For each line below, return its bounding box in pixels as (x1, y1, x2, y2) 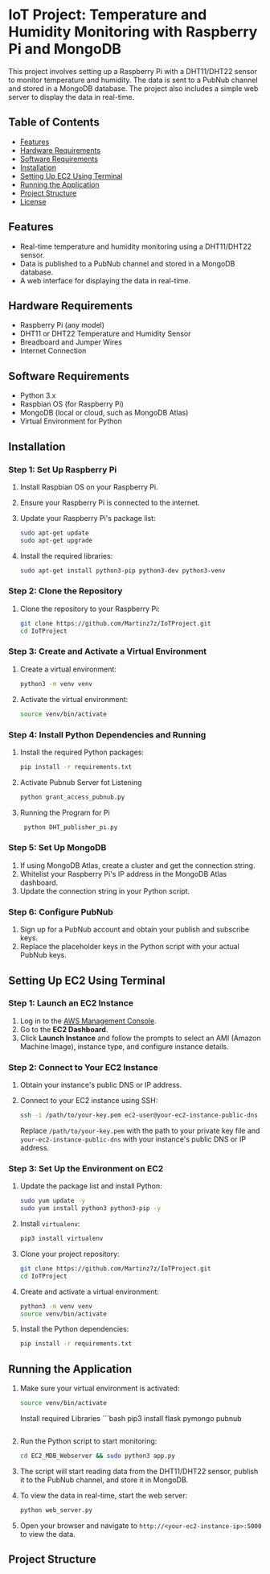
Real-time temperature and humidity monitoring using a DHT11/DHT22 (19, 242, 252, 251)
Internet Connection (19, 346, 87, 356)
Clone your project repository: (19, 1249, 120, 1258)
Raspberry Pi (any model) (19, 320, 105, 330)
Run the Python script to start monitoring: (19, 1436, 157, 1446)
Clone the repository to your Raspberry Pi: (19, 604, 161, 613)
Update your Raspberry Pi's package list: (19, 513, 156, 523)
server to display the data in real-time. (8, 92, 135, 101)
